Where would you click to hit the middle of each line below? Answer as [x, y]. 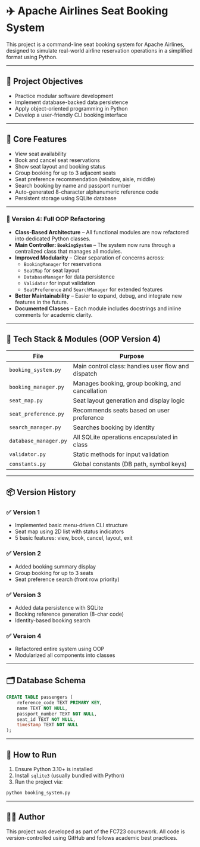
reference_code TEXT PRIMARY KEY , [60, 702]
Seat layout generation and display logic [129, 400]
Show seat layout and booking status [60, 166]
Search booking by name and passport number [73, 185]
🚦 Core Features [37, 140]
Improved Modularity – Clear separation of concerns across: [90, 258]
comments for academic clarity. [54, 314]
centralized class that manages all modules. [68, 251]
